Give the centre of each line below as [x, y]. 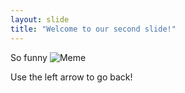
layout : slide [40, 19]
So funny [29, 57]
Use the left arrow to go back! [71, 77]
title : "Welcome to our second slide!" [93, 29]
